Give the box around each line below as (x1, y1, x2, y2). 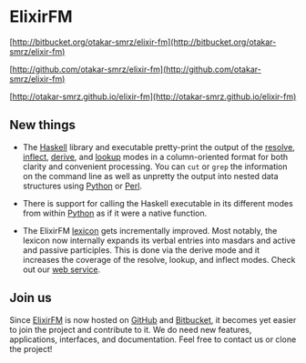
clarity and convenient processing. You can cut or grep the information (22, 161, 289, 172)
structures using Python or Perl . (22, 180, 143, 191)
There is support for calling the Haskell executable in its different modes (22, 197, 293, 208)
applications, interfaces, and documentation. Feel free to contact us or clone (9, 334, 297, 345)
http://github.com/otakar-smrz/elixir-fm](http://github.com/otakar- (12, 64, 261, 75)
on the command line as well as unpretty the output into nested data (22, 170, 279, 181)
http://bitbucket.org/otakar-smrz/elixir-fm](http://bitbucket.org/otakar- (12, 36, 277, 47)
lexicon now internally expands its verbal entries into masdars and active (22, 235, 296, 246)
